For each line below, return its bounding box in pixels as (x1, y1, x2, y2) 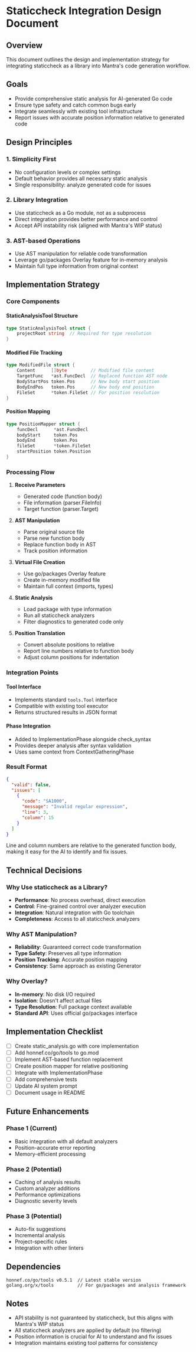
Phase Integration (6, 722, 51, 729)
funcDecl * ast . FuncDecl (17, 426, 89, 432)
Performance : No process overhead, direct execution (14, 897, 146, 904)
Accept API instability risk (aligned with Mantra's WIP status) (14, 222, 162, 229)
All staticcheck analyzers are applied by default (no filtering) (14, 1327, 162, 1334)
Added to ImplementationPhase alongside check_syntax (14, 735, 152, 743)
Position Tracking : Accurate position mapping (14, 956, 128, 963)
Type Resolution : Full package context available (14, 1003, 132, 1010)
